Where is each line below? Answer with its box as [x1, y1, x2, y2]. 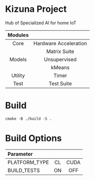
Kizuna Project [5, 3, 67, 15]
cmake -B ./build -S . [5, 116, 52, 121]
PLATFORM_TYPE [7, 159, 49, 166]
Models [9, 56, 27, 63]
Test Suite [48, 80, 72, 87]
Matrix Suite [46, 48, 74, 55]
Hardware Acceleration [33, 40, 88, 46]
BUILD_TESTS [7, 167, 40, 174]
